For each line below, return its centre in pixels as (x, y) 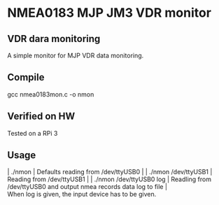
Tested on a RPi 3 (33, 133)
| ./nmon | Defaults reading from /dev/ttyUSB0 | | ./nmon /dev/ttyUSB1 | (110, 172)
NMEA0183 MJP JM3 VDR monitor (109, 13)
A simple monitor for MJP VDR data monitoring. (76, 55)
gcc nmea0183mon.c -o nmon (51, 94)
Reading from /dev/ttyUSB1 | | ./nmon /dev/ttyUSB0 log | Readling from (109, 179)
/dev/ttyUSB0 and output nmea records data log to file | (87, 187)
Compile (26, 77)
